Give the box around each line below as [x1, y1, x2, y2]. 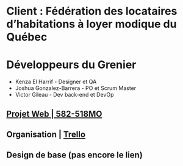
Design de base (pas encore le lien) [6, 150, 143, 161]
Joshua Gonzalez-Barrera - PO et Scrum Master [15, 85, 137, 92]
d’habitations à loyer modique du [6, 17, 177, 31]
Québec [6, 30, 48, 44]
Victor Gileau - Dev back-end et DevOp [15, 91, 114, 99]
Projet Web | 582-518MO [6, 108, 102, 119]
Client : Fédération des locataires [6, 4, 178, 18]
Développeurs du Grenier [6, 58, 137, 72]
